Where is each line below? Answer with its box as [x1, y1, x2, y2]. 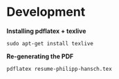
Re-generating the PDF [6, 52, 74, 60]
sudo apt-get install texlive [6, 40, 94, 47]
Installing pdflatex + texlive [6, 27, 86, 35]
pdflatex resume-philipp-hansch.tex [6, 65, 112, 72]
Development [6, 4, 86, 20]
